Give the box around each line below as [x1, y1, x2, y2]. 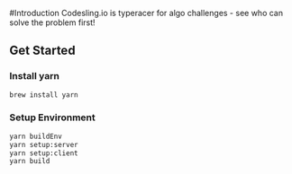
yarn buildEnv [9, 132, 63, 141]
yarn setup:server [9, 140, 78, 149]
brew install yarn [9, 90, 78, 100]
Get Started [9, 43, 76, 58]
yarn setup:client [9, 148, 78, 158]
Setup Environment [9, 111, 96, 124]
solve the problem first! [9, 17, 96, 28]
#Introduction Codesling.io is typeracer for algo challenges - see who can [9, 8, 284, 18]
